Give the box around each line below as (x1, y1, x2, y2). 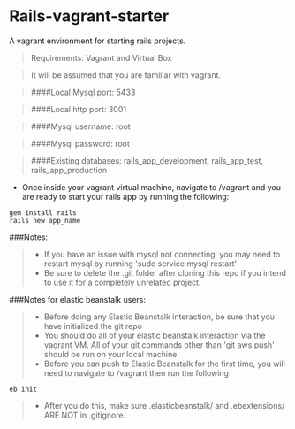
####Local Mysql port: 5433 (30, 87, 136, 97)
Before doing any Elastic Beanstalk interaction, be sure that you (43, 311, 276, 322)
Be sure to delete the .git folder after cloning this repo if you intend (43, 267, 287, 278)
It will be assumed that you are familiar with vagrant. (30, 69, 222, 80)
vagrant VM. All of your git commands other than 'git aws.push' (43, 339, 276, 350)
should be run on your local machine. (43, 349, 179, 359)
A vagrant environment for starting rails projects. (9, 35, 186, 46)
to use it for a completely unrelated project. (43, 277, 201, 287)
